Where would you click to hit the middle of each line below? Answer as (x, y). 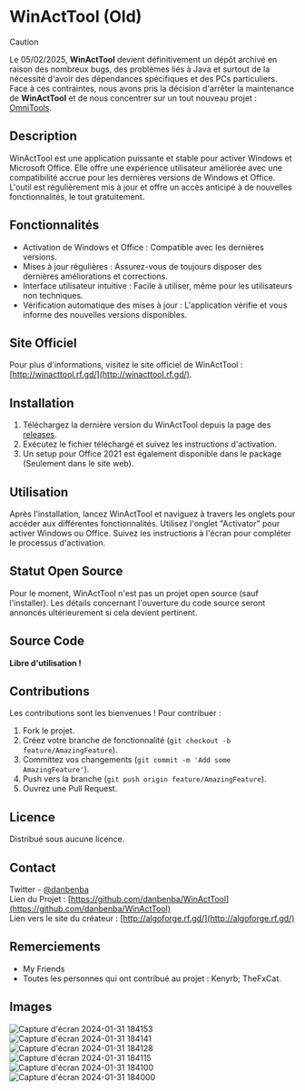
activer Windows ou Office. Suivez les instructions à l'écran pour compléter (151, 533)
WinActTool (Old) (76, 17)
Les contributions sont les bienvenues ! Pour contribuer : (115, 713)
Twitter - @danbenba (49, 890)
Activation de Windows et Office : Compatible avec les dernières (143, 247)
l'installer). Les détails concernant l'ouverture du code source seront (138, 603)
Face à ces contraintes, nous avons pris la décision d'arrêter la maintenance (152, 88)
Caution (24, 42)
